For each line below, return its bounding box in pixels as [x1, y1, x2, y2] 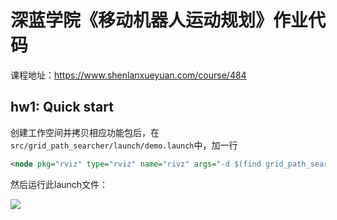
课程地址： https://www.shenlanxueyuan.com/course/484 [10, 69, 247, 81]
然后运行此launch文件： [10, 178, 109, 190]
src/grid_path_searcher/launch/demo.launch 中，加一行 [10, 139, 238, 151]
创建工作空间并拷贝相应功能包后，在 [10, 126, 160, 138]
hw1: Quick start [10, 99, 114, 116]
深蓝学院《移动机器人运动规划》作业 [10, 9, 309, 32]
